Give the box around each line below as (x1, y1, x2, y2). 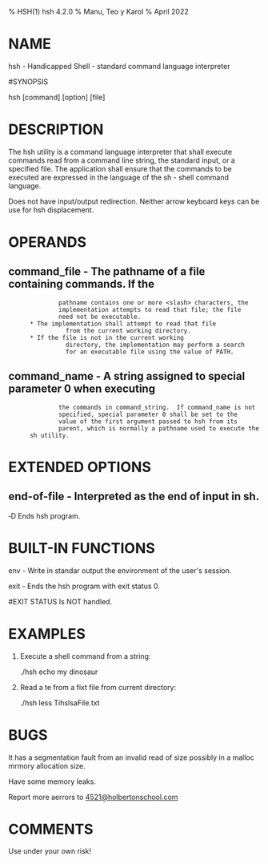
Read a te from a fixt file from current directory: (19, 682, 177, 692)
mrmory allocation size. (8, 761, 86, 770)
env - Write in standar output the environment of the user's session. (8, 565, 232, 575)
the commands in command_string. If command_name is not (58, 403, 256, 411)
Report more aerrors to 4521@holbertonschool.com (8, 792, 178, 801)
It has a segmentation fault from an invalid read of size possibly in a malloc (8, 753, 254, 762)
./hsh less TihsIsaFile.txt (19, 697, 100, 708)
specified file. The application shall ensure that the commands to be (8, 164, 232, 173)
